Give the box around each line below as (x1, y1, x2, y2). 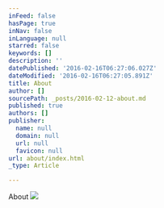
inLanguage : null (8, 34, 67, 43)
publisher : (8, 117, 45, 125)
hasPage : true (8, 19, 57, 27)
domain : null (15, 131, 60, 139)
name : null (15, 124, 53, 132)
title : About (8, 79, 53, 87)
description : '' (8, 57, 63, 65)
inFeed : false (8, 11, 57, 20)
